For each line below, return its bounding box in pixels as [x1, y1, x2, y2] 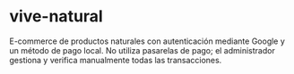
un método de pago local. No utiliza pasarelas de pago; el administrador [9, 45, 275, 55]
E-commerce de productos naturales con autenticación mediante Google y [9, 36, 285, 46]
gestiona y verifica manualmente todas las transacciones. [9, 54, 222, 65]
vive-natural [9, 6, 103, 27]
